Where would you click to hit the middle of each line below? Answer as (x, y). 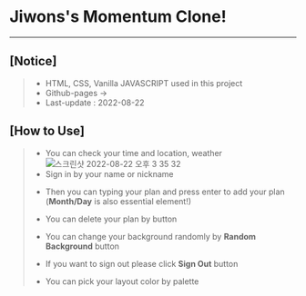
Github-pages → (76, 93)
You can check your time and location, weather (134, 153)
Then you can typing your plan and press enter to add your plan (165, 192)
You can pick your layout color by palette (122, 281)
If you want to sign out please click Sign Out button (142, 263)
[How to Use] (47, 131)
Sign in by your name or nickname (109, 173)
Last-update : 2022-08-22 (95, 103)
